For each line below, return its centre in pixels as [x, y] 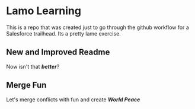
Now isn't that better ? [33, 66]
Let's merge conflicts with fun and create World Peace [73, 100]
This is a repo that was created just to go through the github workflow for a [98, 27]
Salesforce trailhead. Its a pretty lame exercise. [64, 33]
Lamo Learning [44, 11]
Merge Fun [26, 85]
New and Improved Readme [58, 52]
